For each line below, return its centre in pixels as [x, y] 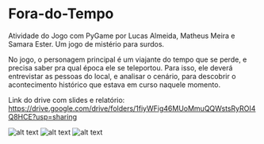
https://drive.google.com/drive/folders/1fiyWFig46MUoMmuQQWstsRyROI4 [132, 108]
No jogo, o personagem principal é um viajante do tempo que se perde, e [128, 59]
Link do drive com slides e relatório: [67, 100]
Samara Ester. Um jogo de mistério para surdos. [86, 44]
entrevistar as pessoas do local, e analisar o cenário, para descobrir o [122, 76]
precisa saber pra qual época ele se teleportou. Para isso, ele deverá [121, 67]
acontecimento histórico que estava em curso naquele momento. [114, 85]
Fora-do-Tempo [61, 14]
